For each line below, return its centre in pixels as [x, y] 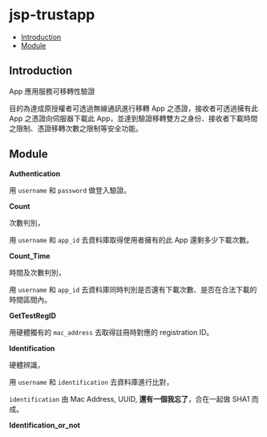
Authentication [35, 174]
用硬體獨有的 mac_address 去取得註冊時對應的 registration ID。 [111, 332]
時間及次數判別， [37, 272]
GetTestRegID [33, 316]
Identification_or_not [45, 425]
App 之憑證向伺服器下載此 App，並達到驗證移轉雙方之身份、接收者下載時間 [133, 118]
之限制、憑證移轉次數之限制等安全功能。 [76, 128]
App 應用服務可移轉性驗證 [52, 91]
